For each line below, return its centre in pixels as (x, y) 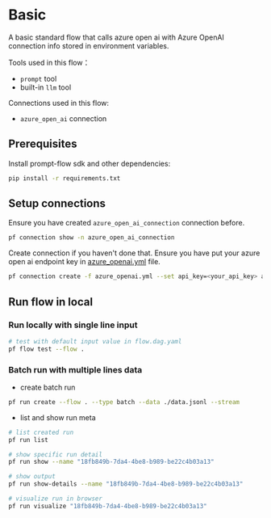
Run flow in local (51, 302)
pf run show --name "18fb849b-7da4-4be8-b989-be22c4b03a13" (112, 462)
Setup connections (57, 204)
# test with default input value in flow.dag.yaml (95, 341)
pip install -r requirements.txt (65, 178)
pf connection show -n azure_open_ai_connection (92, 238)
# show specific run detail (56, 454)
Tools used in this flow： (49, 62)
